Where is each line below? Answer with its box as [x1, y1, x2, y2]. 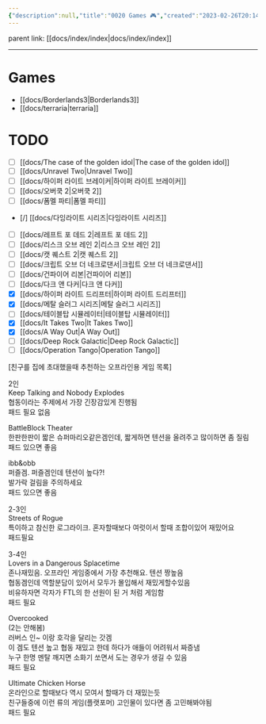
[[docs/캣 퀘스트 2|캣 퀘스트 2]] [19, 249, 119, 259]
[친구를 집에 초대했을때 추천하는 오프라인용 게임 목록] [8, 362, 173, 371]
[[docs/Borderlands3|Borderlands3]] [19, 94, 140, 104]
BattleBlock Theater [8, 423, 73, 432]
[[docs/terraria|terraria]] [19, 103, 99, 113]
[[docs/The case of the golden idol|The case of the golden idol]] [19, 157, 230, 167]
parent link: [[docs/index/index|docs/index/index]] [8, 33, 172, 43]
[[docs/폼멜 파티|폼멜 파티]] [19, 196, 107, 205]
